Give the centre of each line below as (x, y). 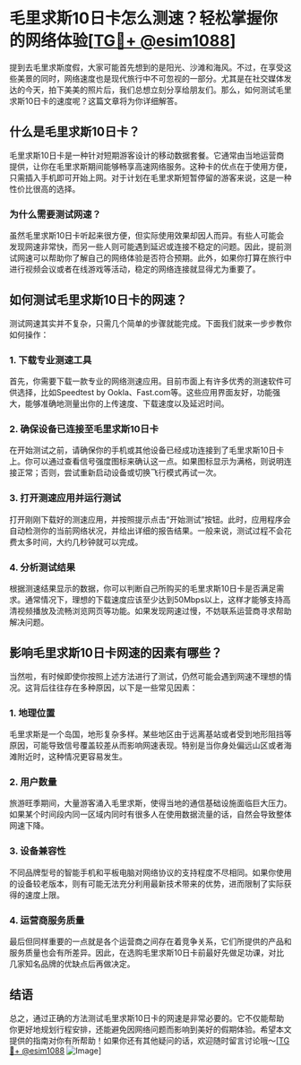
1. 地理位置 (32, 713)
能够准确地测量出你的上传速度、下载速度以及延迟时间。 (127, 403)
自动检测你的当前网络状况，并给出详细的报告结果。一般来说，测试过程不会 (146, 531)
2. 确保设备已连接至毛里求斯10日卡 (84, 429)
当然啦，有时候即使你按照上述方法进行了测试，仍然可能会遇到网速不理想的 (146, 676)
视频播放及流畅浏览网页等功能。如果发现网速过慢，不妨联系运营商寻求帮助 (154, 611)
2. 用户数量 (33, 783)
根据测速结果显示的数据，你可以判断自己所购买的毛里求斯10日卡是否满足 (143, 589)
